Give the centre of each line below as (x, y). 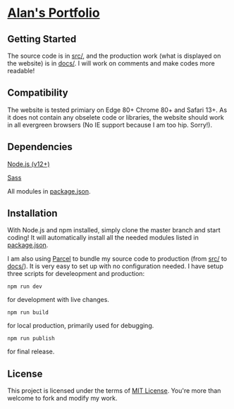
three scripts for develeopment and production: (76, 274)
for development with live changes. (58, 300)
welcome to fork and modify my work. (62, 398)
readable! (21, 71)
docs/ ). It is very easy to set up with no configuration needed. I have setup (115, 266)
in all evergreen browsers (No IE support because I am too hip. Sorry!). (110, 125)
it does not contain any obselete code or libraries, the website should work (116, 117)
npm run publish (31, 339)
